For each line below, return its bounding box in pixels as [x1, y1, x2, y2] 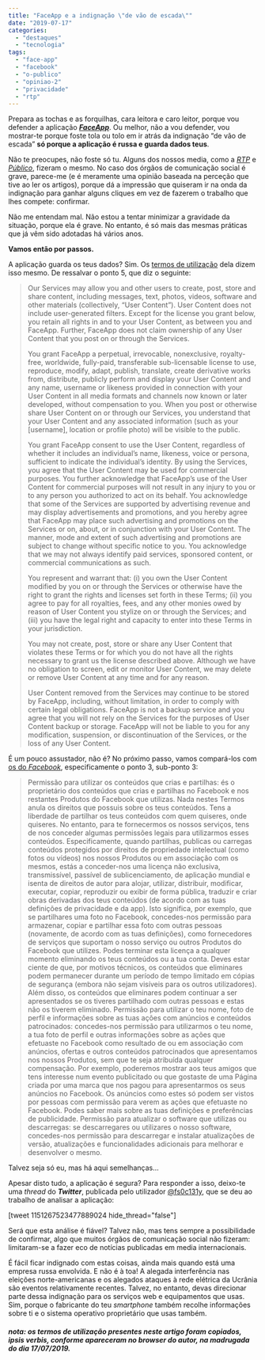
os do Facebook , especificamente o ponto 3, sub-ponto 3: [8, 762, 199, 772]
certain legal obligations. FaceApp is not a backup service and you [27, 705, 245, 715]
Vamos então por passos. [8, 245, 94, 254]
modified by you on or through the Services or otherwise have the [27, 582, 243, 591]
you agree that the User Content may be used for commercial [27, 465, 228, 475]
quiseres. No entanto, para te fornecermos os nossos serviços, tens [27, 820, 250, 830]
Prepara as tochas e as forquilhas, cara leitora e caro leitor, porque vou [8, 114, 240, 123]
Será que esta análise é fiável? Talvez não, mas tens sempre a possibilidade [8, 1226, 256, 1236]
